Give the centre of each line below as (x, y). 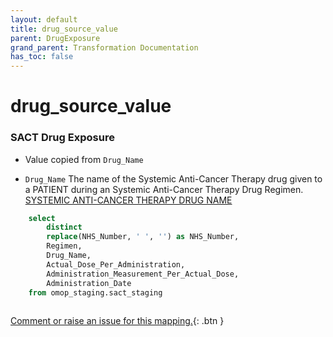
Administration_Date (89, 283)
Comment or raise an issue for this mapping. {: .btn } (117, 321)
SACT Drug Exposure (62, 138)
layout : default (44, 19)
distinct (64, 227)
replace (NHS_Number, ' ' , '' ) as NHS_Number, (143, 237)
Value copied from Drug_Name (84, 159)
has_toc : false (42, 57)
